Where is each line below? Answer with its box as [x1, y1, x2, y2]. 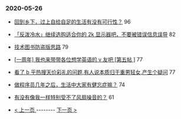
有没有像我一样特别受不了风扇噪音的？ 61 [14, 94, 114, 101]
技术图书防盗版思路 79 [14, 43, 69, 51]
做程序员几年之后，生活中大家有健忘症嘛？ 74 [14, 81, 125, 88]
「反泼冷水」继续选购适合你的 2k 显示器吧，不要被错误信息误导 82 [14, 31, 176, 38]
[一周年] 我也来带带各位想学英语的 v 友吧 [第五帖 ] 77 [14, 56, 143, 63]
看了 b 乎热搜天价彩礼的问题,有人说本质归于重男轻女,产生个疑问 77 [14, 69, 176, 76]
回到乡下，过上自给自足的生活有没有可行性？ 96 [14, 18, 131, 25]
